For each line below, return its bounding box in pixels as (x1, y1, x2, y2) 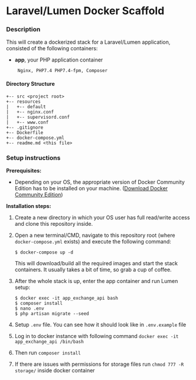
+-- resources (6, 99, 41, 105)
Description (6, 25, 41, 34)
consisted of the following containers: (6, 45, 98, 52)
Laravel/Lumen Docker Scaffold (6, 4, 165, 18)
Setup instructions (6, 154, 61, 162)
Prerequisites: (6, 167, 42, 174)
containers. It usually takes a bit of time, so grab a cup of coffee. (14, 266, 172, 273)
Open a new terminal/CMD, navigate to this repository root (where (14, 232, 175, 239)
